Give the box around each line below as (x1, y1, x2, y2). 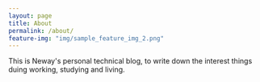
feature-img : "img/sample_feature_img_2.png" (8, 34, 164, 43)
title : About (8, 19, 52, 27)
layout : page (8, 11, 52, 20)
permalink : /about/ (8, 27, 74, 35)
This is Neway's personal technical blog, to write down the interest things (8, 56, 253, 66)
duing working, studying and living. (8, 65, 125, 75)
